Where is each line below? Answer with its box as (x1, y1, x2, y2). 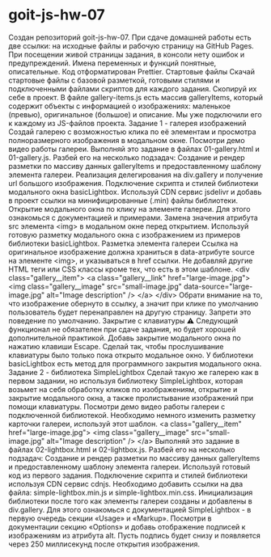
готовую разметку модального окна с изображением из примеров (8, 230, 241, 239)
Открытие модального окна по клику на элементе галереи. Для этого (8, 204, 251, 213)
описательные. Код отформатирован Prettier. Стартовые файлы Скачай (8, 66, 256, 76)
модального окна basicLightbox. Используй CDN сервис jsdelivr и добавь (8, 187, 262, 196)
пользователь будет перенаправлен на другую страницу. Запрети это (8, 307, 252, 317)
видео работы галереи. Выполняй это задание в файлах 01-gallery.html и (8, 144, 260, 154)
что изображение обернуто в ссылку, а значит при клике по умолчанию (8, 298, 259, 308)
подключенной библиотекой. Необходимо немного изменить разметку (8, 410, 256, 420)
